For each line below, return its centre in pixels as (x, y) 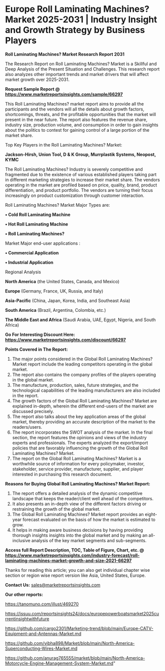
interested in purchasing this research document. (62, 474)
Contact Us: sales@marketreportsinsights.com (53, 585)
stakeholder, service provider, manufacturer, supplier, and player (78, 469)
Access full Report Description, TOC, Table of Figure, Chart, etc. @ (75, 550)
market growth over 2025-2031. (37, 79)
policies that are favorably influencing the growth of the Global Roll (80, 448)
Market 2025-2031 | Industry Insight (81, 19)
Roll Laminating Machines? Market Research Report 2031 (65, 54)
